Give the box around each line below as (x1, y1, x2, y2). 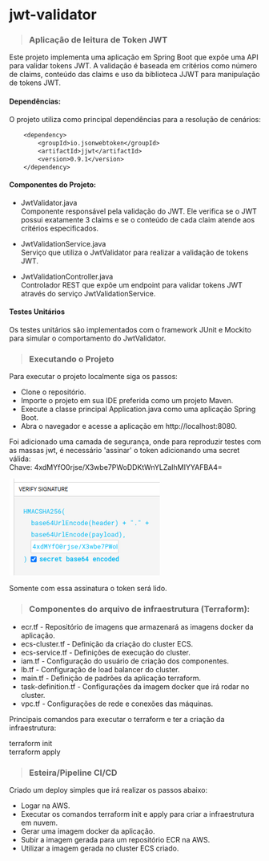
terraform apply (9, 747, 61, 757)
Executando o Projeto (28, 353, 114, 365)
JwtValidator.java (20, 198, 78, 207)
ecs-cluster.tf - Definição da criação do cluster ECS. (20, 639, 194, 648)
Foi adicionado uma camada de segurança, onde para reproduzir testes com (9, 437, 262, 447)
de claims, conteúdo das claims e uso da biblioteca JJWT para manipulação (9, 70, 260, 80)
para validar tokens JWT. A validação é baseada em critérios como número (9, 61, 258, 71)
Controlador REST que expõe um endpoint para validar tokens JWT (20, 280, 243, 290)
